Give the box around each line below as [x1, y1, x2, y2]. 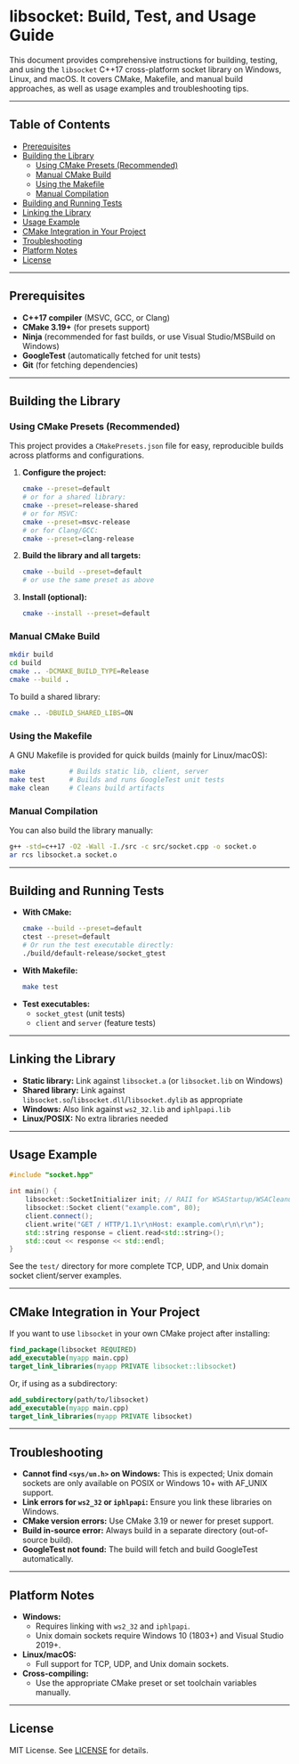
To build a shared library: [9, 691, 101, 702]
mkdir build [9, 650, 53, 660]
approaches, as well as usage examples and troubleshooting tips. [9, 83, 249, 93]
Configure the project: [21, 467, 107, 478]
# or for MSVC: [21, 509, 79, 518]
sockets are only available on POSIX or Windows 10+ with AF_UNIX [21, 1478, 268, 1489]
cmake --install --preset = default [21, 609, 150, 618]
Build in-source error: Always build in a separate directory [21, 1525, 238, 1536]
